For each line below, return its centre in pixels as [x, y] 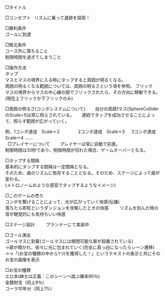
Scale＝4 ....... [19, 138]
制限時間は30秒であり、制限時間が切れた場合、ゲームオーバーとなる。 [76, 150]
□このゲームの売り [24, 196]
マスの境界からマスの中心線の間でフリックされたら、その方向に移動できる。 [83, 92]
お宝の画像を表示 [22, 260]
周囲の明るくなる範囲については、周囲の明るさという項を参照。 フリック [79, 86]
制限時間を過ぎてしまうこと [33, 57]
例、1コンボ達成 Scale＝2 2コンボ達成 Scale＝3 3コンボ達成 [81, 132]
